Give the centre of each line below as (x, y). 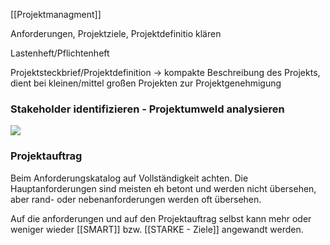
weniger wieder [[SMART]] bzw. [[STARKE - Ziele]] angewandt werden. (157, 229)
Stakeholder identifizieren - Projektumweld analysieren (147, 109)
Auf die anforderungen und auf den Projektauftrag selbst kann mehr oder (161, 218)
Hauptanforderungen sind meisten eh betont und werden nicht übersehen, (163, 188)
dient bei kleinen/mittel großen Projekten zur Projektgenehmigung (146, 83)
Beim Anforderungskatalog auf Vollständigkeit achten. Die (129, 178)
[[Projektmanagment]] (56, 14)
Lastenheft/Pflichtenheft (60, 53)
